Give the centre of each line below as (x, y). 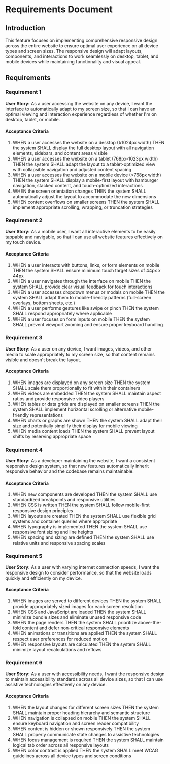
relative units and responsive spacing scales (59, 543)
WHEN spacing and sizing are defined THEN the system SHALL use (83, 537)
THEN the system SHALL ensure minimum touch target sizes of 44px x (87, 271)
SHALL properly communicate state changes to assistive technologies (86, 735)
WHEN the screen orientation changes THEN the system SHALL (79, 191)
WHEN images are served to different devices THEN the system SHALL (87, 601)
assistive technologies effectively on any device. (56, 685)
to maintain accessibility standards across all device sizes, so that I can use (84, 679)
